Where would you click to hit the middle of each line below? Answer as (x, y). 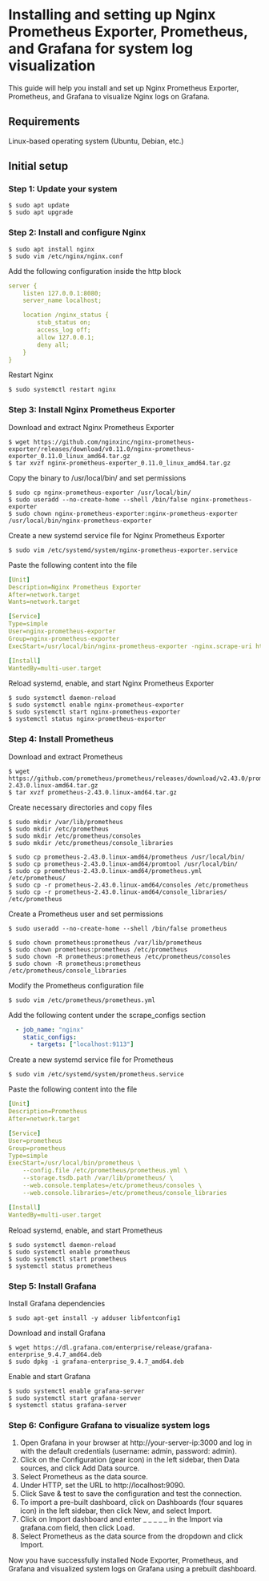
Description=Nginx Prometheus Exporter (75, 587)
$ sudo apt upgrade (41, 213)
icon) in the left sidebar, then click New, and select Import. (116, 1511)
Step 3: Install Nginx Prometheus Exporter (92, 410)
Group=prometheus (37, 1148)
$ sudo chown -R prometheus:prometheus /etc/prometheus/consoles (119, 956)
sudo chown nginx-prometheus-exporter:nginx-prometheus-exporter (127, 513)
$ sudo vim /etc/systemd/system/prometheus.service (96, 1075)
